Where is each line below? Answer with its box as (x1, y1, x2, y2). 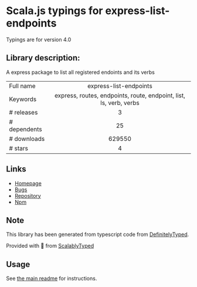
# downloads (9, 134, 45, 143)
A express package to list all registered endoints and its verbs (6, 69, 155, 76)
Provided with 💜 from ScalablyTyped (6, 242, 94, 249)
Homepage (14, 180, 42, 187)
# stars (9, 144, 28, 152)
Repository (14, 192, 41, 199)
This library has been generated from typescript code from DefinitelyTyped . (6, 231, 189, 238)
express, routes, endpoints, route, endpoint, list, (55, 91, 186, 99)
